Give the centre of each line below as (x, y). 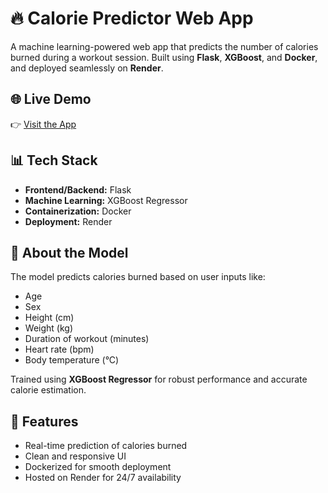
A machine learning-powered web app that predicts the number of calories (164, 46)
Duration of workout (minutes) (87, 339)
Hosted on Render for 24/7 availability (103, 478)
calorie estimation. (48, 390)
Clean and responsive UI (75, 456)
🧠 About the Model (69, 252)
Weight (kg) (48, 328)
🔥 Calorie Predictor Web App (132, 18)
